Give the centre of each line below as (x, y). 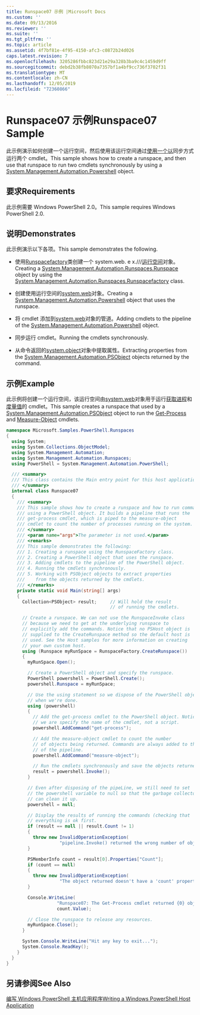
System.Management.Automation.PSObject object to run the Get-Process (96, 413)
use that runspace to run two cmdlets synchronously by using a (84, 165)
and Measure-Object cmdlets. (43, 420)
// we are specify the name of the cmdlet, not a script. (106, 723)
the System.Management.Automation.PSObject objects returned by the (102, 357)
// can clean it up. (53, 799)
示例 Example (30, 384)
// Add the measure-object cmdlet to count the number (102, 739)
